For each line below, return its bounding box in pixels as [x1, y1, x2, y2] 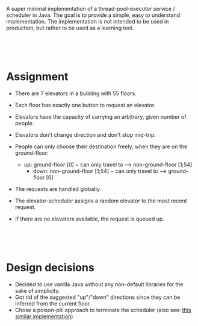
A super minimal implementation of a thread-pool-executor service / [6, 5, 176, 12]
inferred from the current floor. [14, 299, 91, 307]
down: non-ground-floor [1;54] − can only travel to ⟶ [32, 167, 167, 174]
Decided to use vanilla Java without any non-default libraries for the [14, 280, 184, 288]
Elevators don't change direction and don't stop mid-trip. [14, 131, 156, 138]
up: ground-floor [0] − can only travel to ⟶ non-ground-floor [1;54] [23, 161, 193, 168]
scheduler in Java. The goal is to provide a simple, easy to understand [6, 11, 181, 19]
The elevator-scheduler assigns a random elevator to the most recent [14, 197, 187, 204]
